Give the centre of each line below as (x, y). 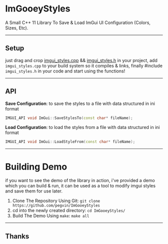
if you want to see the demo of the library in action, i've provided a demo (80, 180)
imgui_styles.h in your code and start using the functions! (65, 71)
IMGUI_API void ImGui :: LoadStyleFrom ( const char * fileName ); (70, 142)
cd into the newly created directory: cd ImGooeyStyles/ (69, 210)
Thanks (17, 236)
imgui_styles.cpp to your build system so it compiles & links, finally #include (84, 65)
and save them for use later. (34, 191)
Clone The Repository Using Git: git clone (56, 201)
